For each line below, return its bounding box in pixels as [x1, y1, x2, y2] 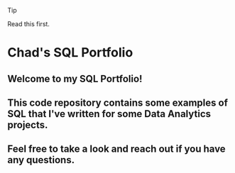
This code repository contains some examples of [7, 96, 229, 108]
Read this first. [7, 20, 50, 28]
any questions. [7, 154, 75, 166]
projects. [7, 118, 48, 130]
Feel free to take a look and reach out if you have [7, 143, 226, 155]
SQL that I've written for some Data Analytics [7, 108, 212, 120]
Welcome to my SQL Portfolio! [7, 72, 143, 84]
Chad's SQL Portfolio [7, 45, 133, 61]
